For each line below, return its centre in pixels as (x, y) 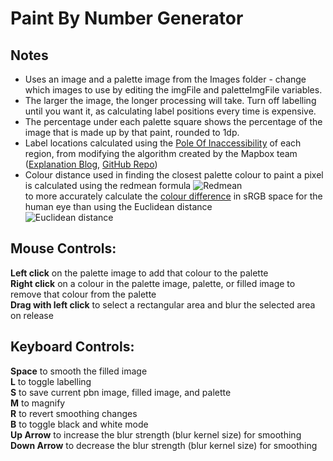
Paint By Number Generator (127, 18)
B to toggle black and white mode (79, 424)
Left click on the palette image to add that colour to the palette (139, 273)
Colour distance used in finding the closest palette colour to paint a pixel (174, 175)
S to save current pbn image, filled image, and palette (121, 392)
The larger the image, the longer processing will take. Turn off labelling (170, 100)
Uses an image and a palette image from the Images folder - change (165, 79)
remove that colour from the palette (83, 294)
